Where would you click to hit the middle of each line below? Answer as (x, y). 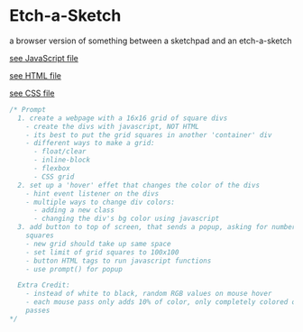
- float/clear (60, 152)
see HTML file (35, 75)
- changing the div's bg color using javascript (126, 219)
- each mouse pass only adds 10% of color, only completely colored (157, 302)
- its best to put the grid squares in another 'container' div (149, 135)
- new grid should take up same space (98, 244)
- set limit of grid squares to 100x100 (102, 252)
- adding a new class (74, 210)
